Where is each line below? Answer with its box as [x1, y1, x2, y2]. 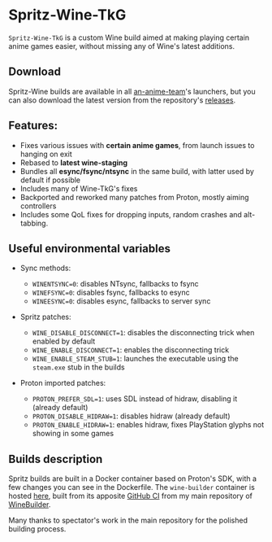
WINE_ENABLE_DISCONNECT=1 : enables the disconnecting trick [32, 345, 230, 355]
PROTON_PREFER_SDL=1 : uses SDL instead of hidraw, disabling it [32, 394, 238, 404]
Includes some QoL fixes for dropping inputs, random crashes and [19, 209, 242, 219]
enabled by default [32, 336, 96, 347]
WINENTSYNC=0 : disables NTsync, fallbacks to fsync [32, 279, 199, 289]
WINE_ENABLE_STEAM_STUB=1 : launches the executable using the [32, 354, 239, 364]
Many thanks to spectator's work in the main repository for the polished [8, 515, 248, 526]
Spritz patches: [19, 312, 71, 322]
